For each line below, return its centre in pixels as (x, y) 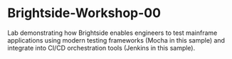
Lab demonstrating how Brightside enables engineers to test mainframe (112, 33)
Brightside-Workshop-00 (84, 13)
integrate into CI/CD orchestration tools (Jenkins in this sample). (101, 48)
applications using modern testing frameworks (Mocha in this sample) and (116, 40)
